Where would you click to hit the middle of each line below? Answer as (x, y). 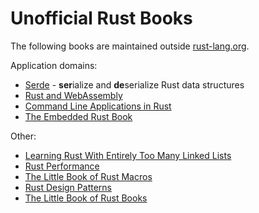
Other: (23, 136)
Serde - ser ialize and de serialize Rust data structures (134, 84)
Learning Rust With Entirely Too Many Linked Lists (128, 155)
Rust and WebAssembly (73, 95)
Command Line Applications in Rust (98, 106)
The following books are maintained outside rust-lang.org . (130, 46)
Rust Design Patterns (68, 187)
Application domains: (54, 65)
